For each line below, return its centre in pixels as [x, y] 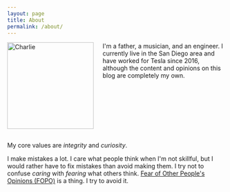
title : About [26, 20]
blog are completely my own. [144, 76]
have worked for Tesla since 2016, [151, 61]
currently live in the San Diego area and [159, 53]
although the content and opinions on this [162, 68]
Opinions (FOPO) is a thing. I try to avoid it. [68, 181]
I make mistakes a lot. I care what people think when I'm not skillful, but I [110, 159]
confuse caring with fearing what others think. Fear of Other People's [106, 173]
